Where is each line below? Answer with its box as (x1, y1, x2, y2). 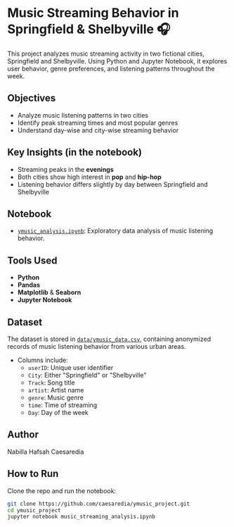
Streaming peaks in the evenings (17, 165, 114, 173)
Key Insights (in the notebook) (7, 147, 143, 159)
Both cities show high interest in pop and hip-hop (17, 173, 162, 181)
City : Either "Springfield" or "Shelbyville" (27, 371, 147, 379)
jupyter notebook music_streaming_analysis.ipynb (7, 513, 156, 521)
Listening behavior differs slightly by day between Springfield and (17, 180, 209, 188)
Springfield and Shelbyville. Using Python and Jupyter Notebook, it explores (7, 56, 228, 65)
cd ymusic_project (7, 507, 61, 514)
